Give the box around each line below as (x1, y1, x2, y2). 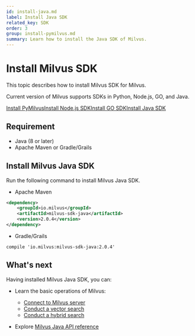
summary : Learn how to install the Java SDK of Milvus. (6, 36, 147, 42)
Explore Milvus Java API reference (14, 323, 99, 330)
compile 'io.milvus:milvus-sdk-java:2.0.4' (6, 244, 116, 250)
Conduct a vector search (23, 305, 85, 312)
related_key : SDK (6, 20, 49, 26)
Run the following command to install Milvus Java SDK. (6, 176, 140, 184)
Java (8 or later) (14, 137, 55, 144)
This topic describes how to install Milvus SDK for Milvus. (6, 81, 146, 88)
